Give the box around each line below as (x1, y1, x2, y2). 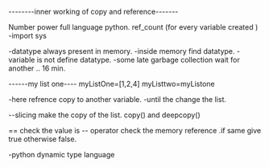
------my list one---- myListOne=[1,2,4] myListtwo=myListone (8, 79, 215, 88)
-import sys (8, 31, 47, 40)
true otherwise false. (8, 134, 77, 144)
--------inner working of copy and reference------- (8, 7, 179, 16)
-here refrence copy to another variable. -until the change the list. (8, 95, 227, 104)
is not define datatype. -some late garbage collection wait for (36, 55, 240, 64)
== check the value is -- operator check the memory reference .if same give (8, 126, 262, 135)
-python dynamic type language (8, 150, 115, 159)
